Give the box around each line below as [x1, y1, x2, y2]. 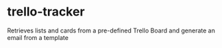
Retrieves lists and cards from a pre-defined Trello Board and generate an [7, 26, 216, 34]
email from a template [7, 33, 69, 41]
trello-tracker [7, 4, 85, 20]
